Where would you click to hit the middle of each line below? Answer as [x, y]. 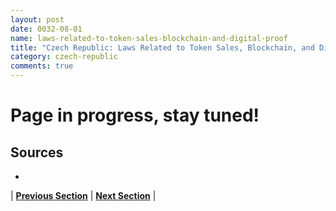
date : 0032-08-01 [46, 29]
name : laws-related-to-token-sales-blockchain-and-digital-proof [149, 38]
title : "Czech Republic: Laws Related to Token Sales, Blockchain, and [162, 47]
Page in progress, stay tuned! [135, 115]
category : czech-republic [64, 57]
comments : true [42, 66]
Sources [37, 152]
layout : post [37, 19]
